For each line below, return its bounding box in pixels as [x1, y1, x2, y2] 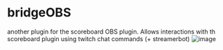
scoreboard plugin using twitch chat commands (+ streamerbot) [7, 34, 190, 42]
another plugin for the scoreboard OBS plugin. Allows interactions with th [7, 27, 216, 36]
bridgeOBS [7, 5, 71, 21]
